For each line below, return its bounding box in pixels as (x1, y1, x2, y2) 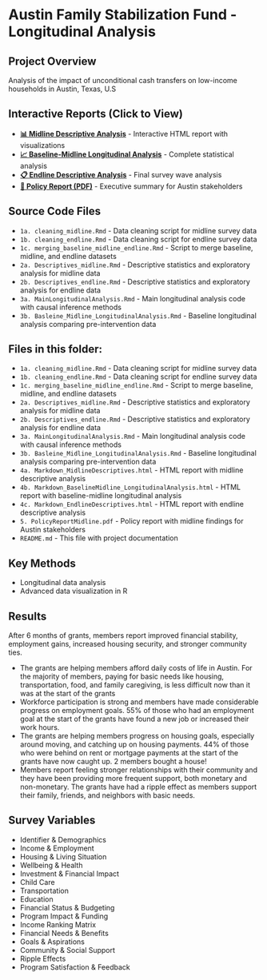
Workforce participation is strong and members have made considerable (19, 697, 259, 707)
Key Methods (8, 556, 76, 570)
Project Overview (8, 54, 97, 68)
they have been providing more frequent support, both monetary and (19, 774, 248, 783)
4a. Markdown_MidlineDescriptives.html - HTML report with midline (19, 465, 244, 475)
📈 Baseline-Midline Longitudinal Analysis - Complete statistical (19, 149, 234, 159)
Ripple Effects (19, 954, 66, 963)
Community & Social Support (19, 945, 116, 954)
